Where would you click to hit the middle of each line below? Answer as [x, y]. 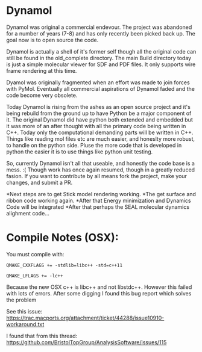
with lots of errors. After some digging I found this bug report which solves [99, 293]
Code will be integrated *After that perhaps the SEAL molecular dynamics [98, 207]
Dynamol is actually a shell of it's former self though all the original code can [101, 51]
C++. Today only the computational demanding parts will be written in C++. [100, 132]
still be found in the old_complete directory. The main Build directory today [99, 58]
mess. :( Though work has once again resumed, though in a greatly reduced [100, 170]
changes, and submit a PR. [39, 182]
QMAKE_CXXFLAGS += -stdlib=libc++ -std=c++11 [64, 265]
